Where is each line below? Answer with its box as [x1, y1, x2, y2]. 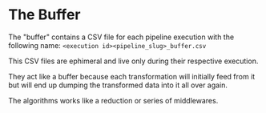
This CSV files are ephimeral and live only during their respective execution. [8, 56, 259, 66]
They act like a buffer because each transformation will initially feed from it [8, 71, 256, 81]
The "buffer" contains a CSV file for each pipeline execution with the [8, 32, 235, 42]
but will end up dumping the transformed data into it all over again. [8, 80, 228, 90]
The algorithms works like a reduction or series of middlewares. [8, 95, 219, 105]
